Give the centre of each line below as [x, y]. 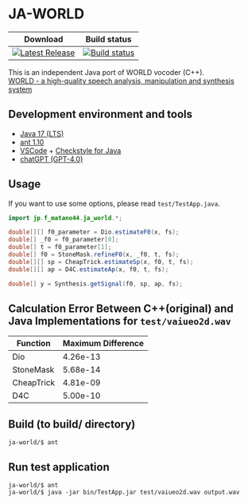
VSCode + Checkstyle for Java [70, 150]
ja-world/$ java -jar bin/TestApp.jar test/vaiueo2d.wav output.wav [124, 492]
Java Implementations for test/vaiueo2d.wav [120, 321]
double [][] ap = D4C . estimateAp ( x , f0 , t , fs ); [89, 269]
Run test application [59, 467]
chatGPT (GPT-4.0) [51, 159]
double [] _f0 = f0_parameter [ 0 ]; [64, 240]
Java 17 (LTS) [42, 133]
